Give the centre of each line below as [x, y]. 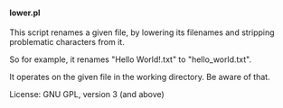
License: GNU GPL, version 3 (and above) [87, 94]
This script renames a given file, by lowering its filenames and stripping [142, 32]
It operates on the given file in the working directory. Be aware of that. [140, 77]
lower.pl [25, 13]
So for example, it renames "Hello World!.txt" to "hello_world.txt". [130, 59]
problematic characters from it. [67, 42]
